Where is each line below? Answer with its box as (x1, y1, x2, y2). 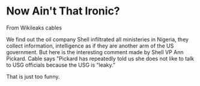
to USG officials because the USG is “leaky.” (6, 61, 116, 69)
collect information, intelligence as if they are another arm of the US (6, 42, 174, 49)
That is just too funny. (6, 73, 60, 80)
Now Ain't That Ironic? (6, 4, 120, 18)
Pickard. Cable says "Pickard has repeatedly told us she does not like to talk (6, 55, 194, 62)
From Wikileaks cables (6, 24, 62, 31)
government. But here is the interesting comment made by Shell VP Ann (6, 48, 184, 55)
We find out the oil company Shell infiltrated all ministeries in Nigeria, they (6, 35, 189, 43)
